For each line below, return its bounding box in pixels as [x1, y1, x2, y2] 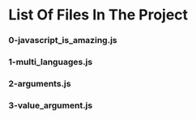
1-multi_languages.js [8, 57, 93, 68]
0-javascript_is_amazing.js [8, 35, 117, 46]
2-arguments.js [8, 78, 71, 89]
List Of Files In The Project [8, 6, 189, 24]
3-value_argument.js [8, 100, 93, 111]
